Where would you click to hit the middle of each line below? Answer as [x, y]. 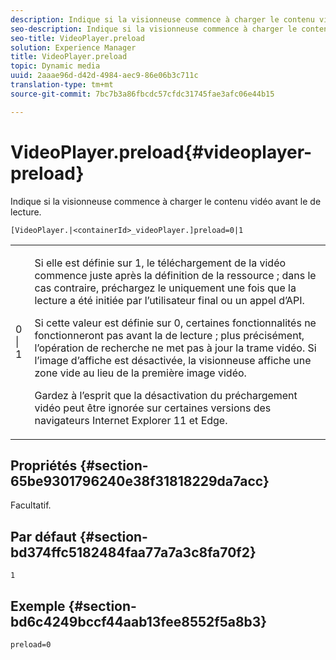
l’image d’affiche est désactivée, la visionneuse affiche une [173, 360]
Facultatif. [31, 505]
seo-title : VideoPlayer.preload [77, 38]
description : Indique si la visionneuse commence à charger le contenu [162, 19]
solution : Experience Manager [73, 47]
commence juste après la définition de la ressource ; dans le [175, 275]
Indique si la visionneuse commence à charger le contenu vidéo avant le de [166, 201]
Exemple [38, 606]
